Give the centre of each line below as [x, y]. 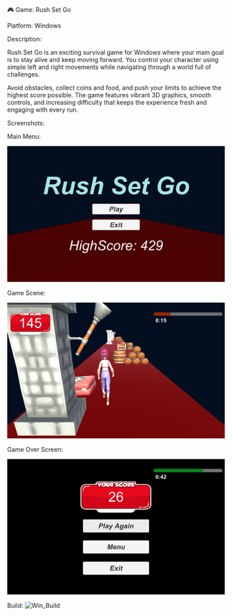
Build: [15, 606]
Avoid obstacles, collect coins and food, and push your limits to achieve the [115, 88]
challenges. [23, 74]
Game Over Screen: [35, 449]
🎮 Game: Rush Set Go [39, 10]
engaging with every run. [43, 110]
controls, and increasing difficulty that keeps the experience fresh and [107, 102]
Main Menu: [24, 136]
